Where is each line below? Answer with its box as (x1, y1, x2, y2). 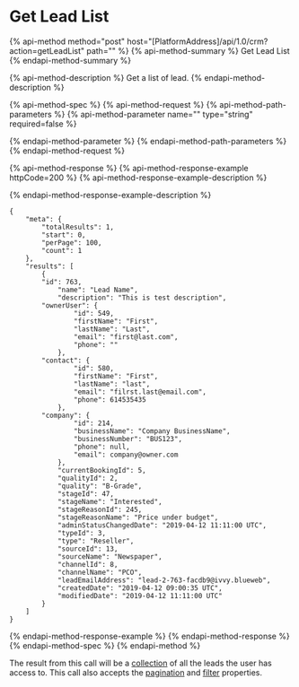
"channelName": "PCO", (57, 568, 143, 577)
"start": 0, (41, 230, 87, 239)
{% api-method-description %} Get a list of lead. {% (9, 72, 203, 83)
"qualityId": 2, (57, 474, 119, 483)
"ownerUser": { (41, 300, 99, 310)
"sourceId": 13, (57, 544, 119, 553)
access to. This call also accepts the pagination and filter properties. (9, 666, 263, 678)
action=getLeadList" (9, 45, 85, 56)
